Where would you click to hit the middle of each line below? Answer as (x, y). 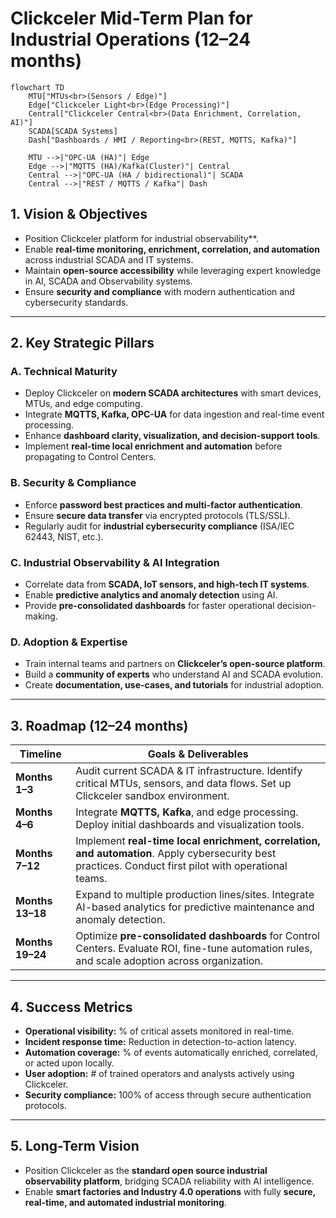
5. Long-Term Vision (75, 1146)
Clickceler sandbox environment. (152, 796)
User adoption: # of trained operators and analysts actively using (159, 1073)
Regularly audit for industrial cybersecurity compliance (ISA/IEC (159, 526)
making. (41, 616)
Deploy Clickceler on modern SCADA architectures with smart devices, (173, 393)
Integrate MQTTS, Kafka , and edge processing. (187, 812)
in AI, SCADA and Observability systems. (108, 281)
